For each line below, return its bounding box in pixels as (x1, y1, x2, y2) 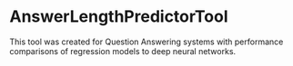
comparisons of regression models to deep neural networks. (9, 45, 237, 56)
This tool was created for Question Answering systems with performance (9, 36, 284, 47)
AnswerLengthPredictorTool (9, 6, 229, 27)
